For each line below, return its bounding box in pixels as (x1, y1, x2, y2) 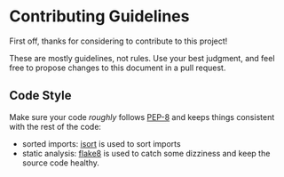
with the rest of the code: (9, 121, 102, 132)
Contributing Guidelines (9, 6, 190, 27)
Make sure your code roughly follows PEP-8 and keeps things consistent (9, 111, 275, 122)
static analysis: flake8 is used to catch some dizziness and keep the (21, 148, 271, 158)
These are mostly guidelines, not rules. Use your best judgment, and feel (9, 52, 275, 63)
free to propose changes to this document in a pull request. (9, 62, 226, 73)
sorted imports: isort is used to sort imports (21, 138, 181, 149)
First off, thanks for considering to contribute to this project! (9, 36, 228, 46)
